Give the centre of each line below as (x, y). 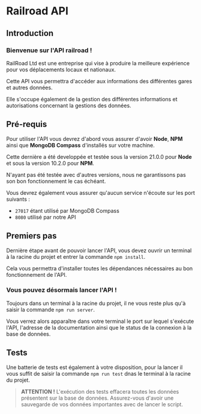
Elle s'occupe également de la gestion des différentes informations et (92, 99)
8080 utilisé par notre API (45, 217)
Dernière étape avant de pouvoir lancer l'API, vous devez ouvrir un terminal (99, 250)
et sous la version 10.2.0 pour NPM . (50, 163)
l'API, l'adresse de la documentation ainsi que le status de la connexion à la (99, 327)
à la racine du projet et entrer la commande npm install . (76, 256)
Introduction (30, 33)
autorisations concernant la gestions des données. (69, 105)
